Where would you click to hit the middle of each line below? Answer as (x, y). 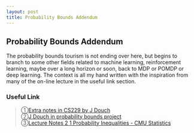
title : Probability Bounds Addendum (52, 17)
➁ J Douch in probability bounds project (71, 116)
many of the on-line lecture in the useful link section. (71, 81)
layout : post (22, 12)
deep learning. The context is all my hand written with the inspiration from (97, 75)
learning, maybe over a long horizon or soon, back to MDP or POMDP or (95, 69)
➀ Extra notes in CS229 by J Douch (66, 110)
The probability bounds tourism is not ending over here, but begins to (92, 56)
